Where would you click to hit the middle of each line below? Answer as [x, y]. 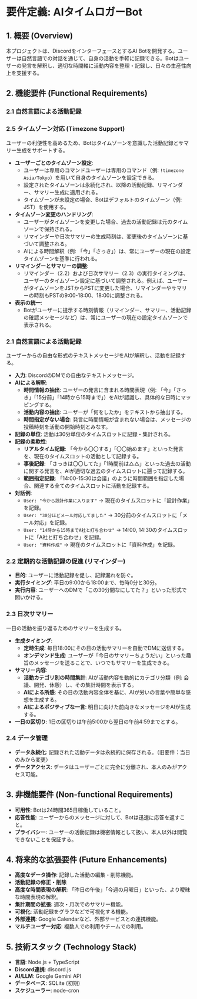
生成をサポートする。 [42, 150]
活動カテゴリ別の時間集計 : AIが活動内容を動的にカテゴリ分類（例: [103, 677]
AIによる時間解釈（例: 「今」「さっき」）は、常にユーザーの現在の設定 [107, 251]
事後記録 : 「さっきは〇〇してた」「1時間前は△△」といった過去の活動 [107, 464]
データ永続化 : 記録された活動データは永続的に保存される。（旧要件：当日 [102, 752]
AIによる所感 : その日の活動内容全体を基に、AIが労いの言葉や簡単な [105, 692]
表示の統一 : [28, 302]
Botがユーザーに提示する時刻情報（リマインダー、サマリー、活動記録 [107, 310]
